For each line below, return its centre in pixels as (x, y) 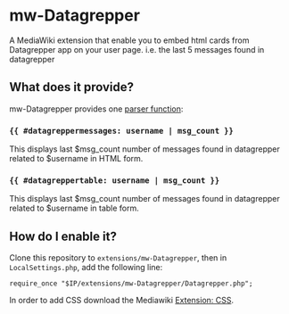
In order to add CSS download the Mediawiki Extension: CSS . (122, 301)
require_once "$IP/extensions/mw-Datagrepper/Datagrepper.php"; (131, 284)
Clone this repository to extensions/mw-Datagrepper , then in (118, 258)
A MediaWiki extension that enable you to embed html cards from (129, 40)
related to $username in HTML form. (76, 159)
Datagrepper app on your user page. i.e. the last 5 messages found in (137, 49)
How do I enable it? (63, 236)
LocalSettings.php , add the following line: (86, 268)
